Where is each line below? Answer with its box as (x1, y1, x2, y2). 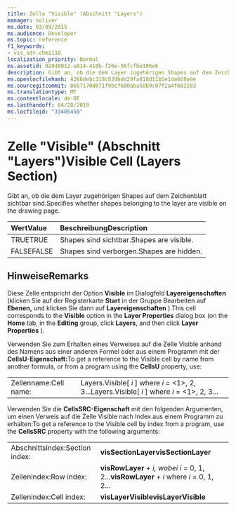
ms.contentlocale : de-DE (7, 95, 80, 102)
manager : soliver (7, 17, 58, 24)
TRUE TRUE (11, 234, 48, 244)
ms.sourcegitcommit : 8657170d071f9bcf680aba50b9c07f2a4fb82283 (7, 82, 197, 89)
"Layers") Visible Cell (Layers (7, 153, 181, 169)
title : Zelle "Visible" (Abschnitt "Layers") (7, 10, 143, 18)
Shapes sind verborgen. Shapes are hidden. (59, 246, 202, 256)
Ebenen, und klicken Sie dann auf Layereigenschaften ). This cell (7, 303, 197, 312)
